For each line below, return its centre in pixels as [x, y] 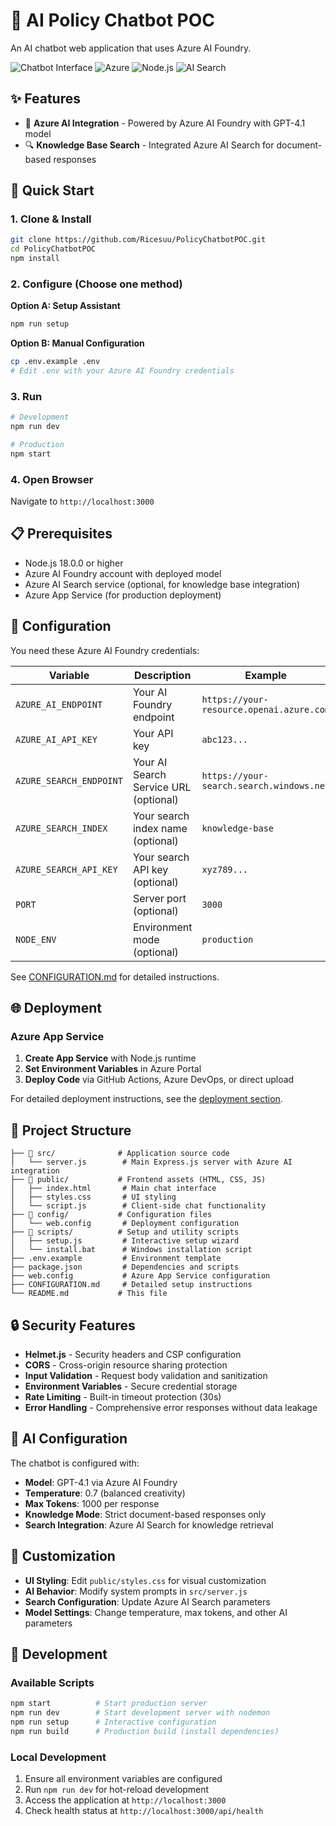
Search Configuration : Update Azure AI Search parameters [147, 1601]
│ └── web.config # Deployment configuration [125, 1224]
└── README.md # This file [89, 1294]
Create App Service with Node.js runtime [110, 1058]
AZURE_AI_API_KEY [56, 739]
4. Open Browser [52, 479]
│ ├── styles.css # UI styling [93, 1197]
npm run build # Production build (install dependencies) [145, 1731]
